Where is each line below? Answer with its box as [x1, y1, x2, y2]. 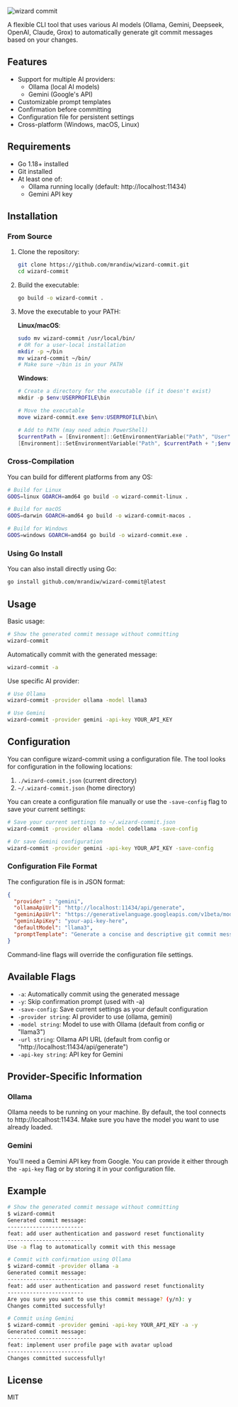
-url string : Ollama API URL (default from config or [17, 1034, 170, 1043]
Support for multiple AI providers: [17, 75, 115, 83]
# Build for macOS [7, 506, 62, 513]
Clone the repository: [17, 248, 80, 256]
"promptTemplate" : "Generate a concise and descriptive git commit [13, 930, 217, 938]
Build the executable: [17, 281, 79, 289]
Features [7, 56, 47, 68]
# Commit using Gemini [7, 1315, 74, 1323]
